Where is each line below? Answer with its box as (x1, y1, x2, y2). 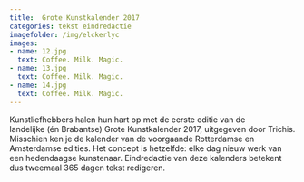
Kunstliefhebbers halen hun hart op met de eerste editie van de (9, 114, 246, 125)
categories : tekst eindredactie (9, 22, 132, 31)
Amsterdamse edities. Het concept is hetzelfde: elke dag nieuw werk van (9, 142, 282, 154)
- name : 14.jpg (9, 81, 67, 90)
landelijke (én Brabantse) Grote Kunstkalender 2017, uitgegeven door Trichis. (9, 123, 296, 134)
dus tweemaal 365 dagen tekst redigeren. (9, 162, 166, 173)
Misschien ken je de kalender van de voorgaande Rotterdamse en (9, 133, 255, 144)
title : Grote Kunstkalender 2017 (9, 13, 141, 23)
